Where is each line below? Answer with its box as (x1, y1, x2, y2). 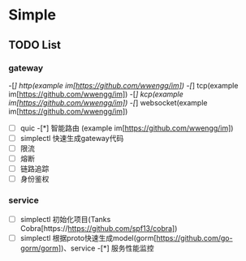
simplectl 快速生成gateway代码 (19, 133, 124, 143)
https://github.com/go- (156, 233, 233, 242)
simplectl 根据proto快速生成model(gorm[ (19, 233, 157, 242)
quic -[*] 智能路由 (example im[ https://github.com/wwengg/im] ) (19, 123, 234, 133)
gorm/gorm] (19, 243, 62, 253)
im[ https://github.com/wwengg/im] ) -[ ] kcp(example (8, 89, 184, 99)
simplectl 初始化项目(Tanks (19, 214, 111, 224)
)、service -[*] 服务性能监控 (60, 243, 154, 253)
